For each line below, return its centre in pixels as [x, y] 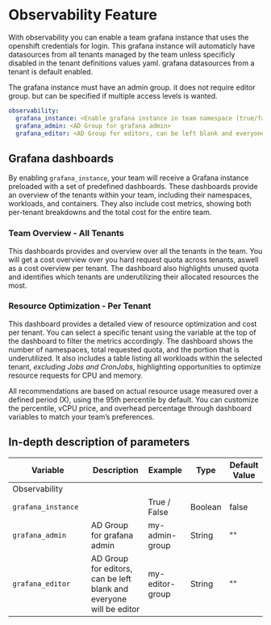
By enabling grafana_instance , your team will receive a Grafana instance [129, 178]
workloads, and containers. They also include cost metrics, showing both [130, 204]
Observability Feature [83, 15]
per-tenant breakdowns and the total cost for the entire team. [110, 213]
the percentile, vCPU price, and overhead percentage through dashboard [130, 408]
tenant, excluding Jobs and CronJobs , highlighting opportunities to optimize [135, 366]
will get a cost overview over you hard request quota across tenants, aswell [133, 260]
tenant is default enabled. [51, 71]
